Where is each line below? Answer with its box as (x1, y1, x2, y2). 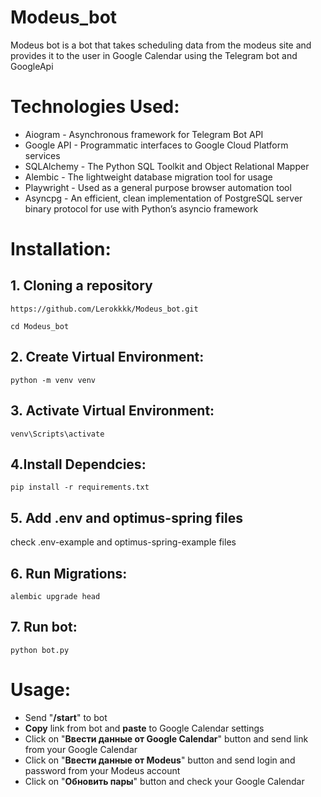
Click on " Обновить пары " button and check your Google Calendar (24, 775, 305, 787)
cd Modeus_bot (10, 321, 70, 331)
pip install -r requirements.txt (10, 482, 150, 493)
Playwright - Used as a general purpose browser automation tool (24, 181, 292, 193)
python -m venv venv (10, 375, 97, 385)
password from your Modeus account (24, 764, 181, 776)
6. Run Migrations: (10, 565, 128, 582)
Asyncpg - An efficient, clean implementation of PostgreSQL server (24, 192, 303, 204)
